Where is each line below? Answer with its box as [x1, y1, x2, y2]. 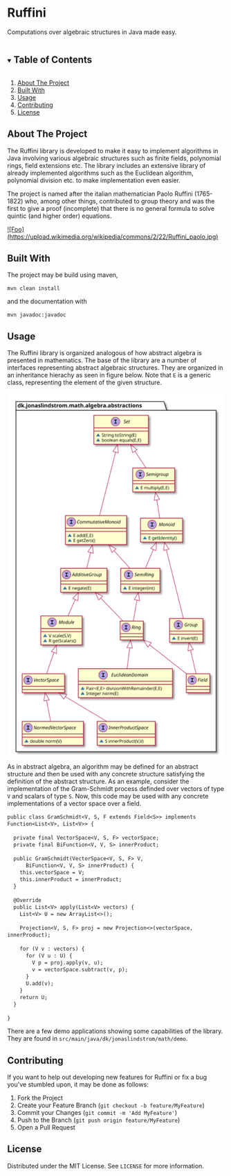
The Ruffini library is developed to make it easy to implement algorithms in [7, 146, 219, 155]
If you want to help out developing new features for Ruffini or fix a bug [7, 1073, 207, 1082]
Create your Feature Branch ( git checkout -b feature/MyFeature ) [17, 1101, 205, 1109]
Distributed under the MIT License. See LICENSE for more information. [7, 1161, 204, 1170]
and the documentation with [7, 297, 88, 306]
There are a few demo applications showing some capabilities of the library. [7, 1027, 223, 1035]
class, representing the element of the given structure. [7, 378, 163, 386]
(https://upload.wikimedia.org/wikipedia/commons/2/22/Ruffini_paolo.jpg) [7, 232, 219, 241]
